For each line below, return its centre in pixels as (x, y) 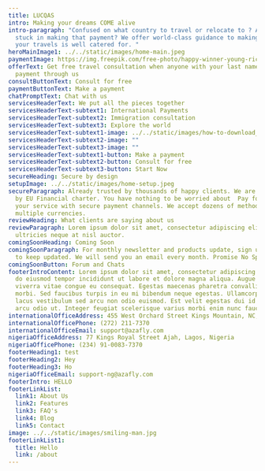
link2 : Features (42, 404)
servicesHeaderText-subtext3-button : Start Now (88, 169)
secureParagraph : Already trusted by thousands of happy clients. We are (132, 191)
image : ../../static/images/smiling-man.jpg (82, 433)
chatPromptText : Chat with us (58, 96)
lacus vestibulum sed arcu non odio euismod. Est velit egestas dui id (136, 301)
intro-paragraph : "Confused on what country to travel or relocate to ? (130, 30)
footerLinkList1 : (37, 440)
